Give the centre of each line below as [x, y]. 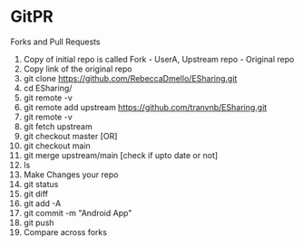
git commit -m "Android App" [78, 213]
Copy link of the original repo [78, 69]
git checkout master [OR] [70, 136]
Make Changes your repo [71, 175]
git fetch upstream [58, 126]
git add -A [42, 203]
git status [41, 184]
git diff [36, 194]
